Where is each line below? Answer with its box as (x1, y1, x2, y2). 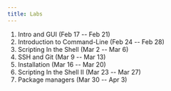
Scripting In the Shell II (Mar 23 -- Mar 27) (17, 68, 141, 76)
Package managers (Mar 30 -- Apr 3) (17, 75, 128, 84)
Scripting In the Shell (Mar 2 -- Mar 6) (17, 45, 129, 53)
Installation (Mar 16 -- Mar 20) (17, 60, 107, 68)
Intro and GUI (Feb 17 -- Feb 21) (17, 30, 110, 38)
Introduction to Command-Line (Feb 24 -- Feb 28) (17, 37, 165, 46)
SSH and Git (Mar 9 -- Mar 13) (17, 53, 106, 61)
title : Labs (7, 10, 43, 18)
